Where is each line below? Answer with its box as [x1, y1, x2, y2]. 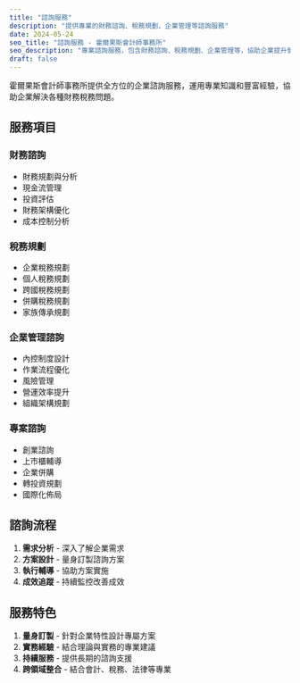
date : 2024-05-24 [9, 29, 74, 38]
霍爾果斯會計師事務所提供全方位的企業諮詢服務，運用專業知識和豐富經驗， [9, 80, 283, 90]
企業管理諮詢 [9, 331, 65, 344]
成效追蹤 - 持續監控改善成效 [21, 577, 125, 587]
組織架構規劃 [21, 398, 70, 409]
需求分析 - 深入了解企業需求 [21, 543, 125, 554]
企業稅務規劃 [21, 262, 70, 272]
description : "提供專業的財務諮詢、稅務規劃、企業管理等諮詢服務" [9, 21, 229, 30]
